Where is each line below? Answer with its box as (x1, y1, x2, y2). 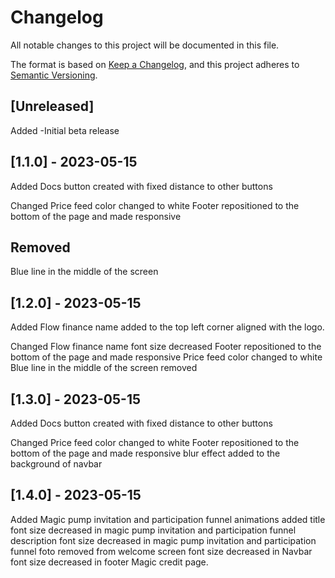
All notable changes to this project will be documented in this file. (10, 39, 280, 51)
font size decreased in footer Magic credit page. (10, 556, 209, 568)
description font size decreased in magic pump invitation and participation (10, 534, 317, 546)
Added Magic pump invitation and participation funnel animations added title (10, 513, 326, 525)
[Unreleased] (10, 98, 95, 115)
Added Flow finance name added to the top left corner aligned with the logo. (10, 321, 325, 333)
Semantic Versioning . (10, 69, 98, 81)
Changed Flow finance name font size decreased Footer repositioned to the (10, 341, 322, 353)
